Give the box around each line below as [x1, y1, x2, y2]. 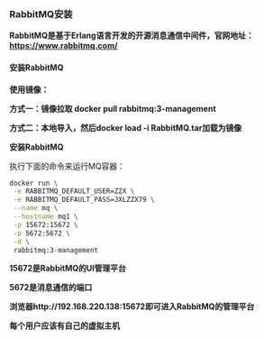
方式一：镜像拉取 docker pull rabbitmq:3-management [9, 103, 216, 114]
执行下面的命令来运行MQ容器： [9, 160, 126, 171]
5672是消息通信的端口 [9, 282, 93, 293]
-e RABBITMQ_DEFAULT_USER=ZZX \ [13, 187, 135, 196]
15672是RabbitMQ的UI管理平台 [9, 263, 126, 274]
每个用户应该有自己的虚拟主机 [9, 320, 120, 331]
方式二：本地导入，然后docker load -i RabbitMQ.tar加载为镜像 [9, 122, 242, 133]
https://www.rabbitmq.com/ [9, 41, 118, 51]
